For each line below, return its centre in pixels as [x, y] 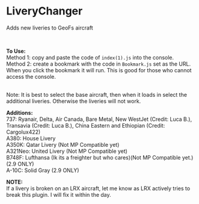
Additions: [20, 113]
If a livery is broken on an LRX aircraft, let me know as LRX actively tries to [98, 188]
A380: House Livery [31, 138]
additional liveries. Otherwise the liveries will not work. [74, 101]
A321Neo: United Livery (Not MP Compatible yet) [67, 151]
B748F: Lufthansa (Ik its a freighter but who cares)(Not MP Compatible [93, 157]
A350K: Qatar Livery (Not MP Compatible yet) [63, 144]
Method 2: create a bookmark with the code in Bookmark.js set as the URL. [99, 64]
